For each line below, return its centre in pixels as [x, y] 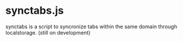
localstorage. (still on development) [48, 32]
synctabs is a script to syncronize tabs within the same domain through [91, 26]
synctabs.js [35, 11]
